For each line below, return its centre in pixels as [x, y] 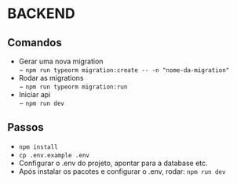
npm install [38, 147]
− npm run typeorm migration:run [73, 86]
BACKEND [41, 14]
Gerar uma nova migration [61, 61]
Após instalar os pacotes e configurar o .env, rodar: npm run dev [122, 171]
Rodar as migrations [51, 78]
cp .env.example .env [54, 155]
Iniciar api [35, 94]
